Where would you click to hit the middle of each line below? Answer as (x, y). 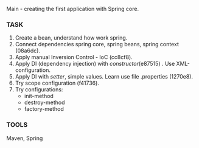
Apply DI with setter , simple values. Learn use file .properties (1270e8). (104, 77)
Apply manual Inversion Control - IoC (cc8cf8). (74, 57)
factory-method (44, 109)
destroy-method (44, 102)
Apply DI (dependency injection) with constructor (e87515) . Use (95, 64)
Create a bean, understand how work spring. (71, 38)
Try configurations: (39, 90)
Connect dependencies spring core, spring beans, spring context (97, 44)
